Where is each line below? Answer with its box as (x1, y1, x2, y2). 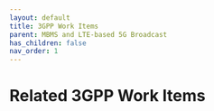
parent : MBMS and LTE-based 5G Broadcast (9, 30, 168, 39)
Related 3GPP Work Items (9, 86, 206, 106)
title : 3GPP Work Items (9, 22, 99, 31)
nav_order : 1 (9, 47, 59, 56)
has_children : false (9, 38, 88, 48)
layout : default (9, 13, 70, 23)
